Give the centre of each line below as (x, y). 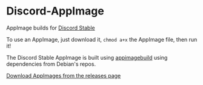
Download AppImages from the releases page (64, 75)
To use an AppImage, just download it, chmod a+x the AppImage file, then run (102, 39)
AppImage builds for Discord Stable (51, 28)
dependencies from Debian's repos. (51, 64)
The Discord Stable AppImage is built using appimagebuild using (87, 57)
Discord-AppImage (55, 11)
